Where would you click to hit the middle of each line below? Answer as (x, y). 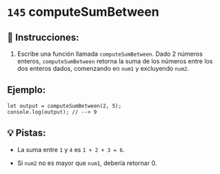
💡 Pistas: (27, 133)
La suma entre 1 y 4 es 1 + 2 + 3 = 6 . (71, 149)
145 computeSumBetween (83, 12)
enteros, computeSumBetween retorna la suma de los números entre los (115, 61)
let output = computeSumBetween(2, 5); (64, 106)
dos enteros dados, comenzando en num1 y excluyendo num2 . (103, 68)
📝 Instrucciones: (43, 37)
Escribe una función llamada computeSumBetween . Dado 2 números (110, 54)
